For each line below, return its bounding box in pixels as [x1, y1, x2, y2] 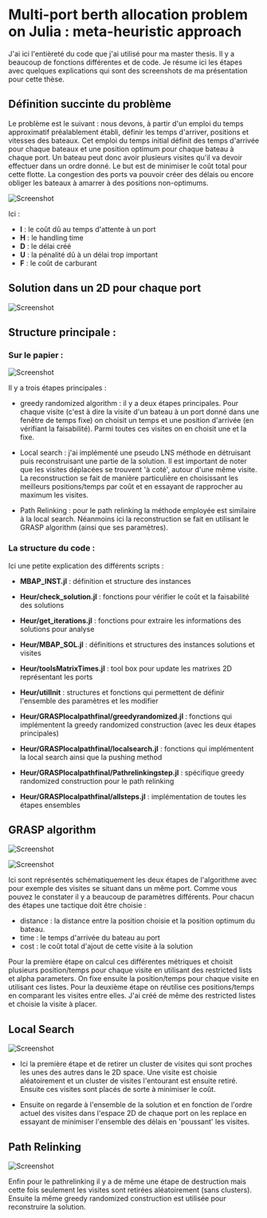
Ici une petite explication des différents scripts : [8, 561, 164, 570]
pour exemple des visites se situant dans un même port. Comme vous [8, 884, 238, 893]
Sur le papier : [8, 349, 64, 361]
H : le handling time [19, 233, 84, 242]
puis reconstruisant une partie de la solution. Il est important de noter [19, 456, 247, 466]
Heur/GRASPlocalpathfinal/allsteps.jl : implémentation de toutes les [19, 791, 247, 801]
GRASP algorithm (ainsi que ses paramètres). [19, 522, 169, 532]
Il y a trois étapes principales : [8, 383, 107, 392]
